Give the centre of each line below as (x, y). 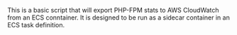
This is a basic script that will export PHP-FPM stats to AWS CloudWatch (113, 10)
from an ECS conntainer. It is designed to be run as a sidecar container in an (119, 17)
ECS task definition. (36, 25)
